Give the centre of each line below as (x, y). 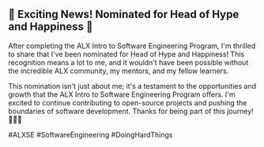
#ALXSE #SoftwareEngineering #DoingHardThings (91, 134)
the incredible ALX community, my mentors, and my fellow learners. (119, 71)
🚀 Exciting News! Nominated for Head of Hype (124, 15)
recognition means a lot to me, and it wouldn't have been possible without (128, 62)
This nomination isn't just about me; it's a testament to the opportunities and (132, 86)
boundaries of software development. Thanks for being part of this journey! (131, 111)
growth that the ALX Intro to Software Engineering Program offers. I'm (122, 94)
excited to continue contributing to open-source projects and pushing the (128, 102)
